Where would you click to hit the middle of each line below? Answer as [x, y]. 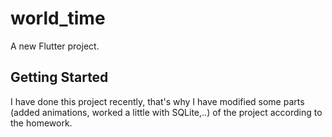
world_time [58, 18]
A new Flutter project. [55, 46]
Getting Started [59, 77]
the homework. [41, 123]
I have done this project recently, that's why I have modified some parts [157, 101]
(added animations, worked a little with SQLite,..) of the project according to [166, 112]
